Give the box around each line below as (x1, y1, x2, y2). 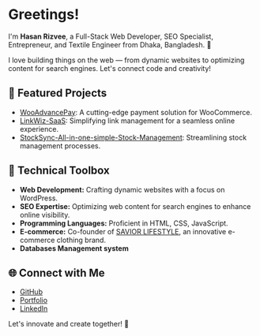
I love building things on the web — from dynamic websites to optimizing (8, 55, 245, 65)
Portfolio (19, 296, 48, 305)
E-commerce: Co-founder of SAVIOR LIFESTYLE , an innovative (19, 226, 227, 236)
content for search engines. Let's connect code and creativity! (8, 63, 212, 73)
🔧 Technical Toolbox (8, 164, 110, 177)
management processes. (19, 140, 101, 151)
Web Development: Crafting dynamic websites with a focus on (19, 185, 225, 194)
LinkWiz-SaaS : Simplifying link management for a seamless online (19, 116, 236, 125)
